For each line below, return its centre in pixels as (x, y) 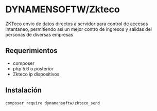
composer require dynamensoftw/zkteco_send (53, 103)
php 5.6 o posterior (33, 68)
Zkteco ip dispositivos (36, 74)
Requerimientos (31, 51)
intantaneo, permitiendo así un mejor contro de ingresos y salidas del (78, 29)
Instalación (24, 90)
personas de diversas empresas (39, 34)
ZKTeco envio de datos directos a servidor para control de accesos (77, 24)
